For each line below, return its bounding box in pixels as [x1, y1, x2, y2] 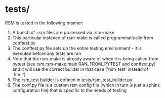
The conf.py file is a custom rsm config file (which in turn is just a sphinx [12, 82, 160, 88]
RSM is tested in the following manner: [5, 20, 83, 26]
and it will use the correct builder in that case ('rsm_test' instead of [12, 66, 149, 72]
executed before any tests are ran [12, 50, 82, 56]
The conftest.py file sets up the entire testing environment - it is [12, 45, 142, 51]
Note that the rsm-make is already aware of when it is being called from [12, 55, 159, 61]
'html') [12, 71, 26, 77]
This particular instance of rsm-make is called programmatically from [12, 35, 153, 41]
